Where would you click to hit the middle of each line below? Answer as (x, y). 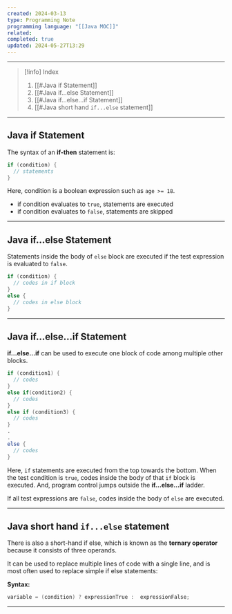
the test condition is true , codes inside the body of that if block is (101, 477)
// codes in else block (47, 302)
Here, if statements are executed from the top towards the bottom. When (112, 470)
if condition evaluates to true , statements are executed (95, 204)
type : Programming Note (41, 20)
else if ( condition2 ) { (40, 392)
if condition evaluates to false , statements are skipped (95, 212)
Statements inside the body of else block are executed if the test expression (116, 257)
